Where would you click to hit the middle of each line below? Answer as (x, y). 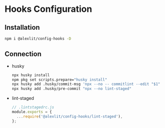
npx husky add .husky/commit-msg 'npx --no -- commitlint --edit (80, 84)
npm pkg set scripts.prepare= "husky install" (59, 80)
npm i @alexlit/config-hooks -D (38, 39)
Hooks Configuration (48, 9)
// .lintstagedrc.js (33, 107)
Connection (23, 54)
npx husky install (31, 75)
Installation (22, 27)
